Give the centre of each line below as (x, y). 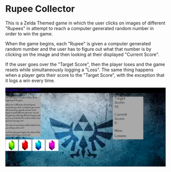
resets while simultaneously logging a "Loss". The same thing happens (79, 70)
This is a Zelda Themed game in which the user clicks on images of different (85, 23)
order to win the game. (29, 34)
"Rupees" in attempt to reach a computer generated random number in (80, 28)
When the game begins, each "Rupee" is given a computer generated (78, 43)
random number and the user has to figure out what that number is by (78, 49)
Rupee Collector (40, 9)
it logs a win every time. (30, 80)
